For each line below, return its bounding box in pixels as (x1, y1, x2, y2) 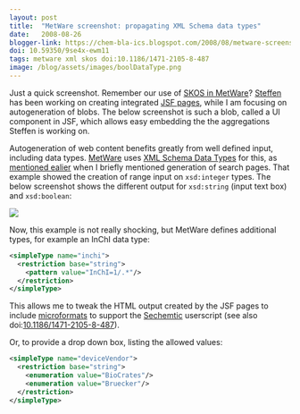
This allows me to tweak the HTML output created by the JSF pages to (9, 300, 270, 311)
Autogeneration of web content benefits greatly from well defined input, (9, 142, 274, 153)
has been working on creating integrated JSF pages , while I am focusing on (9, 97, 287, 107)
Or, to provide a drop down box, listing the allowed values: (9, 337, 223, 348)
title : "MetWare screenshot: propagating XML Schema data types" (9, 21, 262, 30)
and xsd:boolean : (9, 190, 72, 201)
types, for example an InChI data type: (9, 233, 150, 244)
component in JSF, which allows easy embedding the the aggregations (9, 115, 271, 126)
